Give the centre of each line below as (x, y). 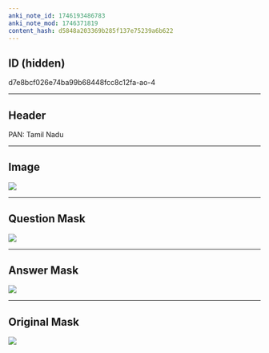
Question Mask (47, 219)
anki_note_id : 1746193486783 (57, 16)
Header (27, 115)
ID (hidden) (37, 63)
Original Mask (44, 322)
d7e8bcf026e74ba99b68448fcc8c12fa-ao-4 (82, 83)
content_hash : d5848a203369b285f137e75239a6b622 (91, 30)
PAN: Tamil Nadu (36, 134)
